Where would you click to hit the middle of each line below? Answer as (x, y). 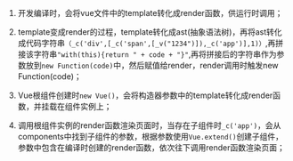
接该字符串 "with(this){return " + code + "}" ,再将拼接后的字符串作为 (147, 54)
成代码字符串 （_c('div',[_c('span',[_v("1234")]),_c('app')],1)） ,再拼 (151, 43)
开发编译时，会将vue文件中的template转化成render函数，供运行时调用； (150, 13)
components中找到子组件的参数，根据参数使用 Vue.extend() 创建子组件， (150, 137)
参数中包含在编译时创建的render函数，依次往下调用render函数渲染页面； (151, 148)
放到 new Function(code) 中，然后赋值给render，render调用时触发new (152, 65)
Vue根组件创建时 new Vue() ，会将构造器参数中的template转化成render (145, 95)
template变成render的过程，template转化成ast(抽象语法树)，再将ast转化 (150, 32)
